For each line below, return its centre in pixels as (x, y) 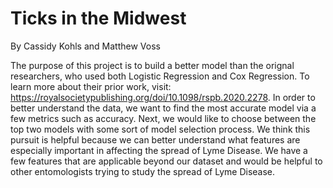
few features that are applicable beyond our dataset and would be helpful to (166, 161)
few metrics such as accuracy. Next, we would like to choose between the (163, 118)
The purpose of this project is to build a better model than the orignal (152, 65)
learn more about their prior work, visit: (91, 86)
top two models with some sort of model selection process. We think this (160, 129)
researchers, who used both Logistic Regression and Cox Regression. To (160, 76)
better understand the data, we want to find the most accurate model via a (163, 108)
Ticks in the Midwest (98, 18)
